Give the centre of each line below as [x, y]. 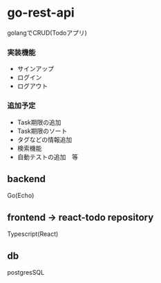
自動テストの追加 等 [47, 156]
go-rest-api [41, 13]
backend [27, 179]
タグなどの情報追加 [45, 139]
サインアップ [35, 69]
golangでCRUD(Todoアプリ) [47, 33]
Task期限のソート [42, 131]
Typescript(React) [33, 234]
